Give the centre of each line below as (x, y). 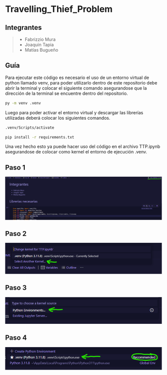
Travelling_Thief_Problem (59, 9)
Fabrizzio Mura (40, 39)
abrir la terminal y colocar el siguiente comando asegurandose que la (76, 88)
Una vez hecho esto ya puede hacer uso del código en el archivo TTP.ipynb (83, 147)
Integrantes (24, 28)
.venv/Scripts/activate (30, 128)
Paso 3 (16, 288)
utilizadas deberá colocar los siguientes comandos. (58, 118)
